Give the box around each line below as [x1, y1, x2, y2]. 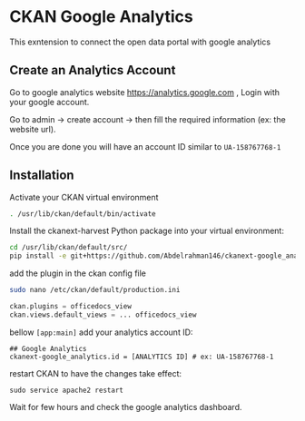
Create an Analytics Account [9, 63, 176, 78]
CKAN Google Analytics [9, 6, 193, 27]
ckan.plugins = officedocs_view [9, 302, 132, 311]
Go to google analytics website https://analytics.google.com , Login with [9, 86, 280, 97]
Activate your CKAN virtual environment [9, 191, 159, 202]
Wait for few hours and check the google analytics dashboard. [9, 401, 242, 412]
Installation [9, 168, 74, 183]
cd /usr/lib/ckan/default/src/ [9, 243, 128, 252]
